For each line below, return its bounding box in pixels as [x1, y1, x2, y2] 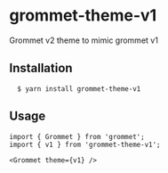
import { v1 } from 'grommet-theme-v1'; [9, 140, 162, 149]
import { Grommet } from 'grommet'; [9, 132, 145, 141]
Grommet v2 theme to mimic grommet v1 [9, 35, 158, 45]
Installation [9, 61, 73, 76]
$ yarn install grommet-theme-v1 [17, 84, 141, 94]
